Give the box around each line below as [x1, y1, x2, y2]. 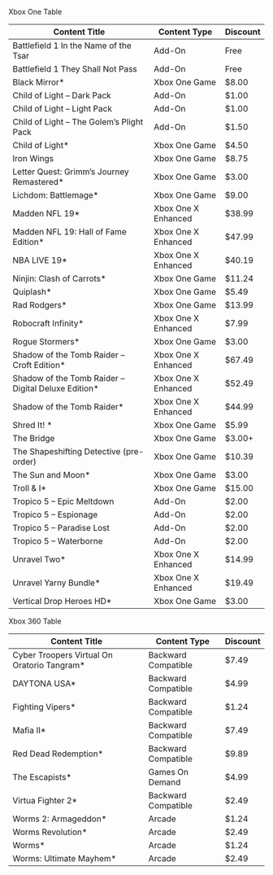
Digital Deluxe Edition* [12, 383, 99, 394]
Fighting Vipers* [12, 702, 76, 712]
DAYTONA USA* [12, 678, 76, 689]
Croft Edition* [12, 360, 66, 370]
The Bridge [12, 433, 55, 444]
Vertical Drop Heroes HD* [12, 596, 112, 606]
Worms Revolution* [12, 826, 88, 838]
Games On [148, 767, 189, 777]
